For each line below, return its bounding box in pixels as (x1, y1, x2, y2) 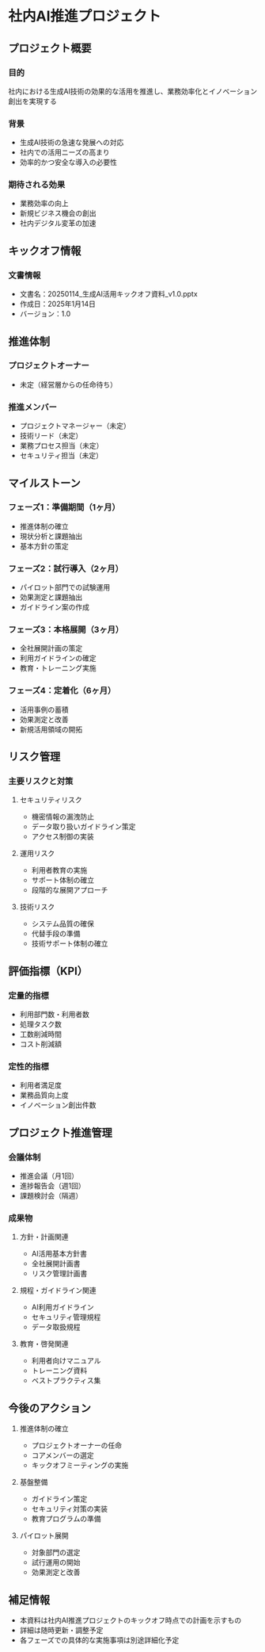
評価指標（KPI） (8, 964, 89, 977)
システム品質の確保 (31, 919, 95, 928)
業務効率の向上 (19, 199, 69, 208)
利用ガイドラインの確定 (19, 653, 97, 663)
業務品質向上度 (19, 1091, 69, 1100)
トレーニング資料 (31, 1366, 88, 1375)
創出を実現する (8, 96, 57, 105)
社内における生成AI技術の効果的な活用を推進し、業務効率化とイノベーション (8, 86, 258, 96)
